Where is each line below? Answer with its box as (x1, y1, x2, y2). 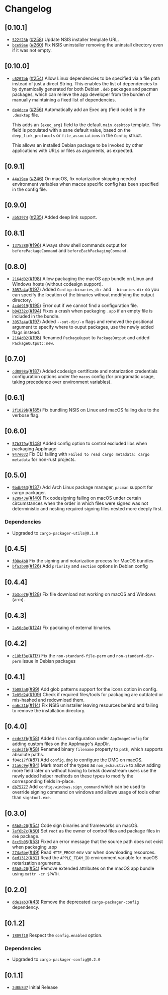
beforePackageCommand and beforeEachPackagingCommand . (12, 248, 129, 254)
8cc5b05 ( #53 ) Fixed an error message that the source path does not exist (12, 839, 163, 845)
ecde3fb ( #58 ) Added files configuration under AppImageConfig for (12, 736, 149, 742)
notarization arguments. (12, 860, 62, 866)
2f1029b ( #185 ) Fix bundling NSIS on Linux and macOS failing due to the (12, 407, 159, 413)
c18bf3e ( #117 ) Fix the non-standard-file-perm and (12, 652, 115, 659)
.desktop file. (12, 112, 40, 118)
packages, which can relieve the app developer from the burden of (12, 91, 151, 97)
